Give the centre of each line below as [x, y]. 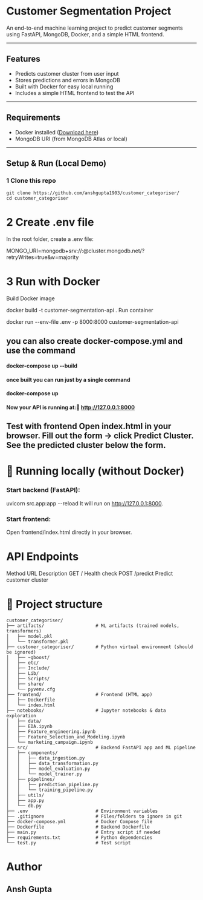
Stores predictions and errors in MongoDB [68, 80]
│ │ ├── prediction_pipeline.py [52, 784]
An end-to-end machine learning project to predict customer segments [95, 28]
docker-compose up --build [42, 366]
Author [24, 867]
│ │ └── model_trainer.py [44, 774]
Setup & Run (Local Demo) [56, 163]
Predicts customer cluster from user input [67, 73]
